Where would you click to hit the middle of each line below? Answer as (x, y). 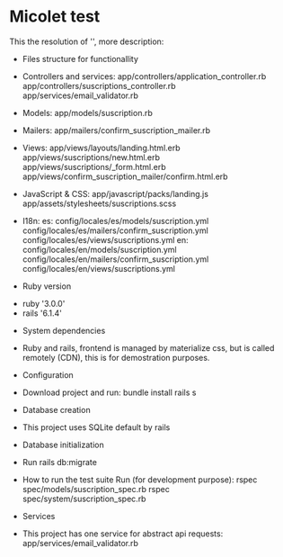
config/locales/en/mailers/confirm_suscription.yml (115, 259)
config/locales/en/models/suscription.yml (99, 249)
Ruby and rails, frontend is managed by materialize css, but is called (148, 347)
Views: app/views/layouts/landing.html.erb (102, 148)
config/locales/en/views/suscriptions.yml (98, 268)
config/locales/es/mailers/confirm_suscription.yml (115, 230)
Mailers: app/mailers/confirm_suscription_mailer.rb (116, 130)
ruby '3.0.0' (44, 303)
